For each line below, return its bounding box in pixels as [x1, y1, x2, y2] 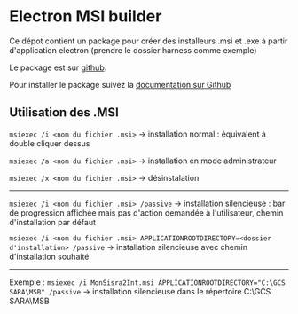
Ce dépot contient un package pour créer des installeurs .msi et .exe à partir [9, 35, 288, 46]
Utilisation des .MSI [9, 105, 120, 121]
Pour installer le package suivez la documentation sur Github [9, 79, 231, 90]
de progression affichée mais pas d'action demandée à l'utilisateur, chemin [9, 207, 284, 218]
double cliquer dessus [9, 137, 90, 148]
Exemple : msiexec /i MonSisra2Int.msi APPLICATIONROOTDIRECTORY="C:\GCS [9, 277, 286, 287]
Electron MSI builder [9, 6, 162, 27]
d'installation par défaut [9, 216, 96, 227]
